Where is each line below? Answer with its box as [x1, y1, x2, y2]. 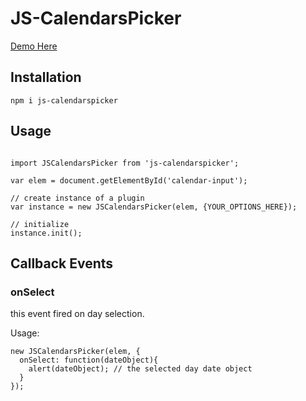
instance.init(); [10, 228, 83, 238]
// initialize [10, 219, 70, 229]
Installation [10, 69, 82, 86]
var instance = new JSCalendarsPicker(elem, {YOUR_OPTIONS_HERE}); [10, 202, 298, 212]
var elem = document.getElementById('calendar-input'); [10, 175, 248, 186]
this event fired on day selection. [10, 308, 145, 320]
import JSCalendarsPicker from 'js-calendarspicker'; [10, 158, 240, 168]
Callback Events [10, 255, 114, 272]
